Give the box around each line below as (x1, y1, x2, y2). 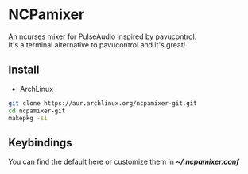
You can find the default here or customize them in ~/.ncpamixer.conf (8, 157, 240, 167)
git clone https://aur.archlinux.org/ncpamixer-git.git (8, 99, 197, 108)
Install (8, 63, 40, 77)
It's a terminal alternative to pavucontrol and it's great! (8, 40, 186, 49)
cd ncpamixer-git (8, 107, 66, 115)
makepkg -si (8, 114, 48, 122)
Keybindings (8, 136, 73, 149)
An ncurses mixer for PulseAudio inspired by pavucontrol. (8, 32, 197, 41)
